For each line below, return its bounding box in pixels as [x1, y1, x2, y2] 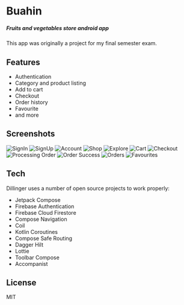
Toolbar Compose [14, 254, 60, 261]
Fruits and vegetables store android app [6, 24, 109, 31]
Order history [14, 98, 48, 106]
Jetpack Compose [14, 196, 61, 203]
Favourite [14, 105, 39, 112]
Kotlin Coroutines [14, 228, 58, 235]
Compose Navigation [14, 215, 67, 223]
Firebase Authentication [14, 203, 75, 210]
